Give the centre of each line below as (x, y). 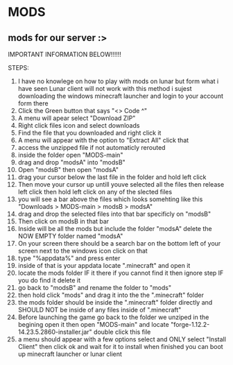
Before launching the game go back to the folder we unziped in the (113, 317)
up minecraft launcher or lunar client (70, 354)
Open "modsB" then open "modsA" (68, 170)
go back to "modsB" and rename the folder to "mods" (95, 288)
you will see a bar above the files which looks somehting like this (110, 199)
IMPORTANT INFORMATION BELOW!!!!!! (65, 54)
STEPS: (19, 68)
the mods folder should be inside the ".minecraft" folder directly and (115, 302)
